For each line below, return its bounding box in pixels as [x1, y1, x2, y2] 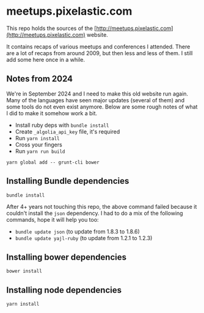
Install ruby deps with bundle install [15, 121, 109, 129]
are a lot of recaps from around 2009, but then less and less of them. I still [6, 49, 193, 56]
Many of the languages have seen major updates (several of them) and [6, 96, 185, 104]
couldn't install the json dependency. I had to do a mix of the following [6, 209, 183, 217]
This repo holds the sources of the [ [6, 25, 97, 32]
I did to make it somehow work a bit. [6, 109, 98, 117]
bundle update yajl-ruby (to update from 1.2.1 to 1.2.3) [15, 234, 153, 241]
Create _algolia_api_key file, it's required [15, 127, 120, 135]
